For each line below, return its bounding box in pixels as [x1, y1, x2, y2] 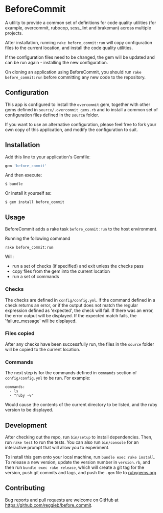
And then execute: [5, 172, 42, 178]
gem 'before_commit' [5, 163, 47, 168]
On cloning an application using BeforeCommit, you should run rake [5, 69, 142, 75]
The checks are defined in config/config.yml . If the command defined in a [5, 297, 156, 303]
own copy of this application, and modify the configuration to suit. [5, 127, 138, 132]
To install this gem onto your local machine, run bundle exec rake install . [5, 454, 156, 460]
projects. [5, 30, 23, 36]
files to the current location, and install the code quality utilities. [5, 45, 133, 51]
